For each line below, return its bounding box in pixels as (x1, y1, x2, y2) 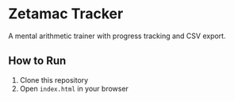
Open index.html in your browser (19, 84, 129, 93)
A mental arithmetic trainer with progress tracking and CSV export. (8, 31, 226, 41)
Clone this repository (19, 75, 89, 84)
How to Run (8, 54, 67, 68)
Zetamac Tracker (8, 5, 124, 23)
